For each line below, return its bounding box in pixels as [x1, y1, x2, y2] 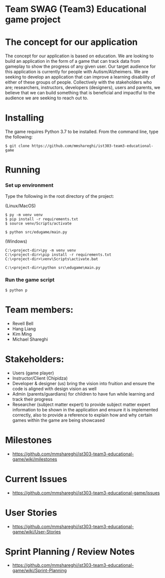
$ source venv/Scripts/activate [5, 221, 72, 226]
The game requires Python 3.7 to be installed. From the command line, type [5, 129, 159, 134]
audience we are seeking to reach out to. [5, 95, 88, 101]
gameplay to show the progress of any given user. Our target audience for [5, 63, 156, 70]
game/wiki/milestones [12, 456, 57, 462]
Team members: [5, 304, 74, 315]
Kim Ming [12, 331, 32, 337]
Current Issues [5, 473, 68, 485]
